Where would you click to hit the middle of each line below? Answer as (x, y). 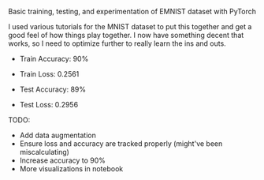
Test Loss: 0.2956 (49, 105)
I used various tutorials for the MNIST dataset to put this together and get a (130, 26)
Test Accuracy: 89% (53, 89)
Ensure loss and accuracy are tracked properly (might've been (121, 144)
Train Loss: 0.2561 (49, 74)
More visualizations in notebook (71, 169)
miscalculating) (44, 152)
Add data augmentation (58, 135)
